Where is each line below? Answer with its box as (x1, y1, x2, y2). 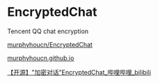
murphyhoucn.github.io (7, 53, 74, 62)
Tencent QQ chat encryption (7, 27, 89, 35)
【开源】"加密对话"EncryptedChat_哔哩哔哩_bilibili (7, 68, 152, 76)
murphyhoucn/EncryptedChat (7, 40, 93, 48)
